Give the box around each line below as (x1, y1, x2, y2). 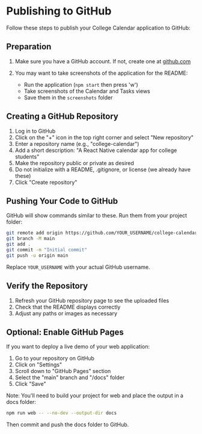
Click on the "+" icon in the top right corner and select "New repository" (14, 134, 194, 141)
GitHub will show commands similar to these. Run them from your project (6, 212, 188, 219)
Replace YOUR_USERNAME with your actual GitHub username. (6, 263, 150, 271)
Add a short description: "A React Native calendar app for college (14, 146, 177, 154)
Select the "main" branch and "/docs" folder (14, 374, 125, 381)
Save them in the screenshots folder (23, 93, 113, 101)
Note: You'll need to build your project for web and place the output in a (6, 392, 183, 399)
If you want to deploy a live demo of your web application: (6, 343, 150, 350)
